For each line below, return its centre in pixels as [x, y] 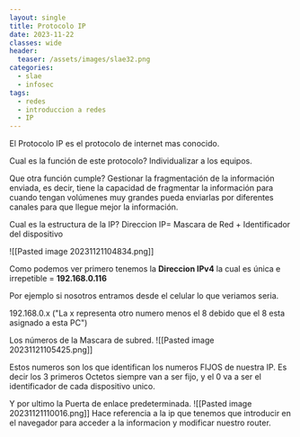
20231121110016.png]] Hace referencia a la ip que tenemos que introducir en [150, 414]
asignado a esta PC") [49, 323]
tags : [19, 93]
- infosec [35, 85]
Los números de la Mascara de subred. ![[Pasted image [112, 340]
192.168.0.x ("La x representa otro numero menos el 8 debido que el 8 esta [147, 313]
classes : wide [36, 43]
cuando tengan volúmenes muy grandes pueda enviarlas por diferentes [141, 198]
